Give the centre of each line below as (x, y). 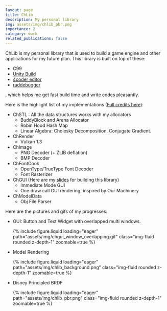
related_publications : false (36, 39)
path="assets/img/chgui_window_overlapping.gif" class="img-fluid (83, 236)
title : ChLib (19, 15)
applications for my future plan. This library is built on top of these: (75, 58)
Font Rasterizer (36, 174)
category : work (21, 34)
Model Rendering (31, 252)
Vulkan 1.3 (31, 142)
